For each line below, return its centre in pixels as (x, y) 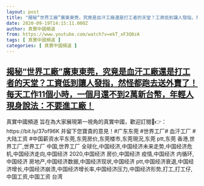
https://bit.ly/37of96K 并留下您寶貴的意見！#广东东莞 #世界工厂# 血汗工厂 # (101, 131)
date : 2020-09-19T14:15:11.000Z (47, 23)
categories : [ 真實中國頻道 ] (42, 46)
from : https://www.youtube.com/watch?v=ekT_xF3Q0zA (73, 35)
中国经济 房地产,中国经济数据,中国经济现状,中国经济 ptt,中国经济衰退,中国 (97, 161)
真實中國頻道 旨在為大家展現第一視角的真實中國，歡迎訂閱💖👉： (87, 121)
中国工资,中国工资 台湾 (34, 176)
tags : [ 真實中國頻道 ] (33, 40)
